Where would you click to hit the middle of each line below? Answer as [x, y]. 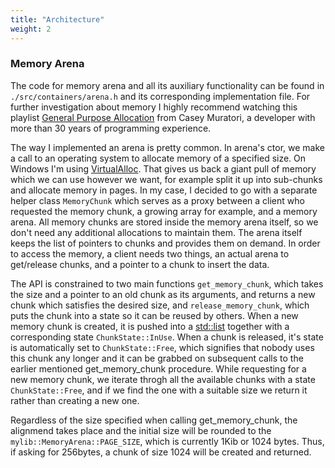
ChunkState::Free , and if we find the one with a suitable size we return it [159, 390]
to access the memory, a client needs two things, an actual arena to [150, 253]
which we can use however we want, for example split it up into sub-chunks [166, 179]
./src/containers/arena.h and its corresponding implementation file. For [160, 96]
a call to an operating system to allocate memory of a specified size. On [158, 158]
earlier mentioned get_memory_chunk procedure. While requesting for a [158, 368]
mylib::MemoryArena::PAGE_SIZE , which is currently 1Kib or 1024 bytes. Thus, [167, 441]
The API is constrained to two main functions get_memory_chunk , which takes [167, 283]
